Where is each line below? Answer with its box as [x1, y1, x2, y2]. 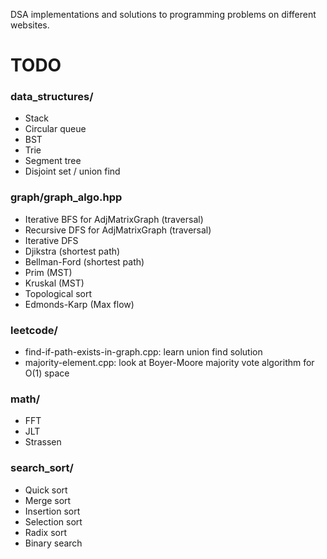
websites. [10, 19, 50, 31]
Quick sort [24, 484, 68, 496]
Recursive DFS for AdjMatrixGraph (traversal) [24, 224, 212, 236]
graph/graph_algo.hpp [10, 190, 123, 204]
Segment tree [24, 155, 82, 167]
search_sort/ [10, 461, 74, 475]
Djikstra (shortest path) [24, 245, 121, 257]
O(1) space [24, 367, 70, 379]
